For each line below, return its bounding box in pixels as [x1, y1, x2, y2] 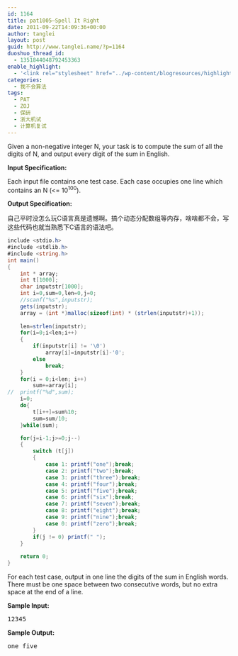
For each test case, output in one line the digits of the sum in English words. [7, 572, 229, 582]
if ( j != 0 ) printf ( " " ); [33, 533, 106, 540]
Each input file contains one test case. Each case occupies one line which [7, 177, 223, 185]
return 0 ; [20, 553, 50, 560]
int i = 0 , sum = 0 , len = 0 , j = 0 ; [20, 290, 97, 297]
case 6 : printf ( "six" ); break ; [45, 494, 135, 501]
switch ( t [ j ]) [33, 447, 74, 455]
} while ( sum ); [20, 421, 59, 429]
